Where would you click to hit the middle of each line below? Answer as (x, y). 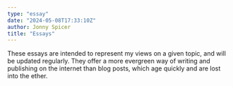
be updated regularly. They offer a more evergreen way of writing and (109, 61)
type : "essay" (28, 14)
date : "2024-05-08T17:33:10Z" (52, 20)
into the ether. (28, 76)
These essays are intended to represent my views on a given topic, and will (116, 54)
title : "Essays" (31, 33)
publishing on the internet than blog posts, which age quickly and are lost (114, 68)
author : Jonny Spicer (39, 27)
